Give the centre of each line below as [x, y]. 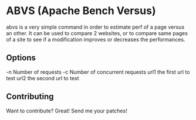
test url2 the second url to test [43, 78]
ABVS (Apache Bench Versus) [81, 11]
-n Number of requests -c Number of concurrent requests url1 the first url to [98, 72]
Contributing [30, 97]
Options [21, 58]
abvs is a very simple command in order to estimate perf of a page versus [95, 27]
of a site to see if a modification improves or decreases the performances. [96, 39]
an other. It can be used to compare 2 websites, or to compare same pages [97, 33]
